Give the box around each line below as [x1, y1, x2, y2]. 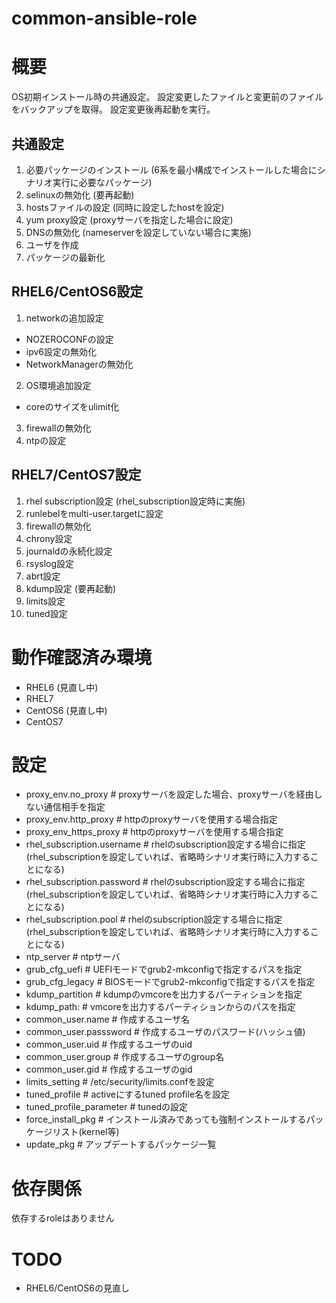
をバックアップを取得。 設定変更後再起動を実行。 [11, 103, 216, 116]
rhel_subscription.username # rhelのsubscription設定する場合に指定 [25, 838, 306, 851]
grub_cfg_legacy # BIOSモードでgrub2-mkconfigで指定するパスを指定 [25, 976, 316, 988]
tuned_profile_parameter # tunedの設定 [25, 1101, 189, 1113]
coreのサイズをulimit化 [25, 400, 120, 412]
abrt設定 [25, 570, 61, 582]
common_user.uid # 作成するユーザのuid [25, 1038, 193, 1051]
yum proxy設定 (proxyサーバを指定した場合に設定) [25, 213, 234, 226]
